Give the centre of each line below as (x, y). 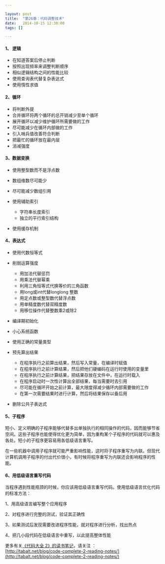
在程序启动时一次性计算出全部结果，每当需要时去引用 (73, 381)
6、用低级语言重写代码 (28, 475)
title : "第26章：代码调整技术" (35, 18)
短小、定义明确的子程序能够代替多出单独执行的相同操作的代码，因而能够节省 (82, 428)
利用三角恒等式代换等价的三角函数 (54, 286)
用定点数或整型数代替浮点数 (48, 298)
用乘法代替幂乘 (35, 280)
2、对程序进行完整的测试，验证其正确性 (45, 514)
